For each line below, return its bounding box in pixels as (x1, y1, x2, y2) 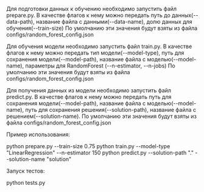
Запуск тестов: (6, 167, 45, 174)
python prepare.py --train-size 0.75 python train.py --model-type (6, 143, 171, 149)
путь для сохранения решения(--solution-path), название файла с (25, 106, 197, 113)
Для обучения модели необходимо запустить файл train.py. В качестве (6, 43, 192, 50)
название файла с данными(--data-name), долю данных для (35, 18, 193, 25)
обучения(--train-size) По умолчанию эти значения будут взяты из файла (6, 24, 198, 32)
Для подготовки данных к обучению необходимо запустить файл (6, 5, 177, 12)
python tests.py (6, 179, 46, 186)
